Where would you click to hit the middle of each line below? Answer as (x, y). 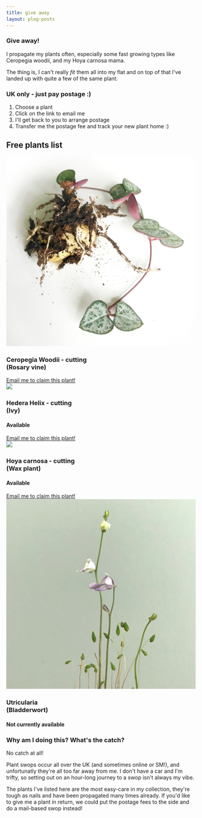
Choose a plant (34, 107)
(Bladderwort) (27, 710)
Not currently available (35, 724)
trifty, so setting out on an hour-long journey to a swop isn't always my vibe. (100, 778)
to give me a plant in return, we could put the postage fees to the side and (98, 802)
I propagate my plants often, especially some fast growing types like (91, 54)
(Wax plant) (23, 468)
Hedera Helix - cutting (39, 403)
